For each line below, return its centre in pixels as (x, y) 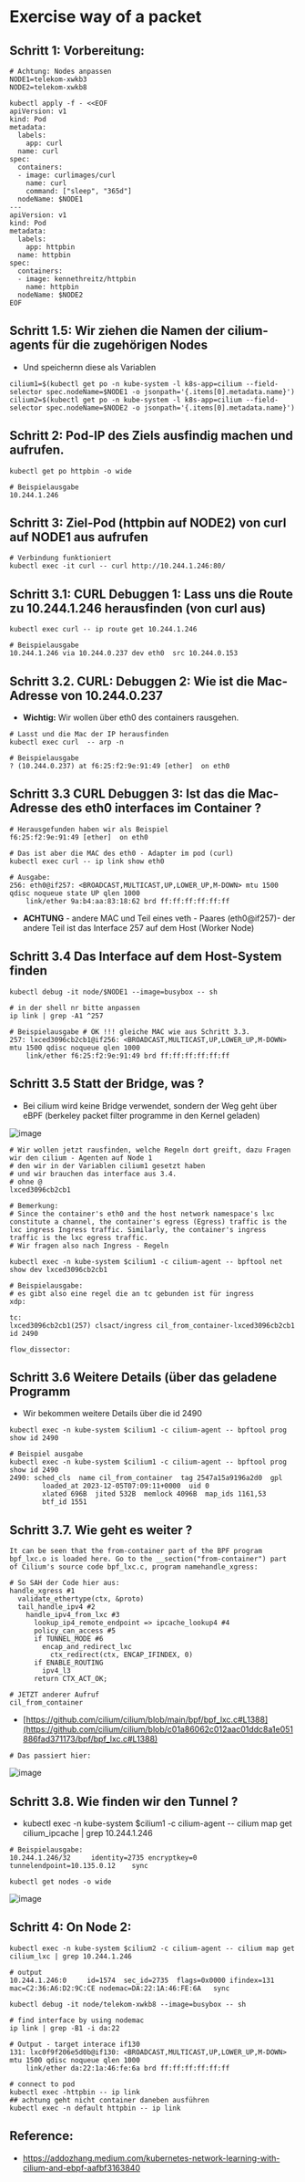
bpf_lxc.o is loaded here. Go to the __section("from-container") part (148, 1559)
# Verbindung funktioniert (61, 559)
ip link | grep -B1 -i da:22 (65, 2028)
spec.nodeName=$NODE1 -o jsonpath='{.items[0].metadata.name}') (171, 392)
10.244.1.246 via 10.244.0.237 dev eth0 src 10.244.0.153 (124, 653)
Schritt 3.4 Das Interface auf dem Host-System (146, 957)
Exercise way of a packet (106, 17)
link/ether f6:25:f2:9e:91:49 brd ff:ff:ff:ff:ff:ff (128, 1056)
